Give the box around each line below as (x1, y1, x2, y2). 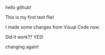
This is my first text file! (5, 14, 54, 20)
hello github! (5, 5, 31, 10)
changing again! (5, 44, 39, 50)
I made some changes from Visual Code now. (5, 24, 100, 30)
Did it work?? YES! (5, 34, 44, 40)
